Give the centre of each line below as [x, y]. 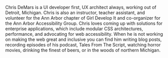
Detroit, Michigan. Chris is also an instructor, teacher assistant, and [75, 13]
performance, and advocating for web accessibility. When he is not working [84, 34]
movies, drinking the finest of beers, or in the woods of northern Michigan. [83, 50]
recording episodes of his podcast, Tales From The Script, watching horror [83, 45]
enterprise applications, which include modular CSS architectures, [74, 29]
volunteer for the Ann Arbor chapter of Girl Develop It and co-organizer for [83, 18]
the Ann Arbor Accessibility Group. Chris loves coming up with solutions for [84, 23]
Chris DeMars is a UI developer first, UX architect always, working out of [81, 7]
